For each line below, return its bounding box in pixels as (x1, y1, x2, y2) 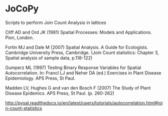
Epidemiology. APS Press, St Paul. (5, 75, 76, 81)
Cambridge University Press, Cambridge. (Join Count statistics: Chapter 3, (5, 49, 159, 55)
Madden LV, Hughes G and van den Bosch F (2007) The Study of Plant (5, 84, 151, 90)
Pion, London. (5, 34, 34, 40)
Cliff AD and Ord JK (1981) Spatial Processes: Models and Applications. (5, 29, 152, 35)
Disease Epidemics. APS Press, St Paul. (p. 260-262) (5, 90, 114, 96)
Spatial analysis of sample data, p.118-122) (5, 54, 93, 60)
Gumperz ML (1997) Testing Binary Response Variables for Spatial (5, 64, 141, 70)
